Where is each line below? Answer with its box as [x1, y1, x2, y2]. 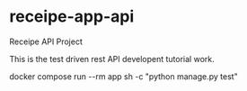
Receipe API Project [9, 36, 83, 47]
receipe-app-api [9, 6, 135, 27]
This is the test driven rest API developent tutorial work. [9, 53, 215, 64]
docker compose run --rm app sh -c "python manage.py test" [9, 70, 238, 82]
